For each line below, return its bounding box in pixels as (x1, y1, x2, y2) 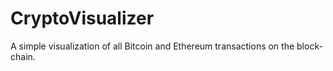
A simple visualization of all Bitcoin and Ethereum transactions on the (10, 40, 295, 52)
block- (296, 40, 323, 52)
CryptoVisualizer (10, 7, 155, 30)
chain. (10, 50, 36, 62)
